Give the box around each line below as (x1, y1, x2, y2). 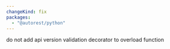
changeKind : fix (6, 8, 47, 15)
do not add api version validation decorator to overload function (6, 36, 164, 44)
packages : (6, 14, 31, 20)
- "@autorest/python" (11, 20, 66, 26)
